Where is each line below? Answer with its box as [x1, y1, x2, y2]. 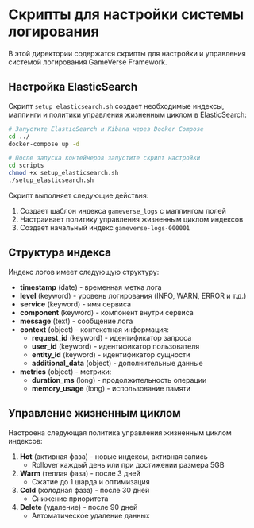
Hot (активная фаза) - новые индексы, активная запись [19, 451, 208, 461]
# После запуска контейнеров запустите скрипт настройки [8, 154, 201, 162]
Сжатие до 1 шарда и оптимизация [31, 476, 150, 486]
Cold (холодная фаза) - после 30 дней [19, 485, 150, 495]
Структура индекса [8, 246, 112, 260]
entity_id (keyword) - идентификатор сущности [31, 349, 190, 359]
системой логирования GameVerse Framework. [8, 57, 167, 67]
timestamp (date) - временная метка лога [19, 282, 162, 291]
